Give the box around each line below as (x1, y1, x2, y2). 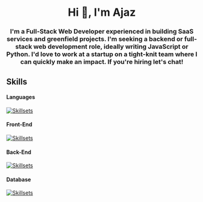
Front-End (6, 121, 33, 128)
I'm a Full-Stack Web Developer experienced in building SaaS (10, 27, 194, 36)
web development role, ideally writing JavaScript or (33, 43, 189, 51)
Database (6, 176, 32, 183)
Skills (6, 76, 27, 87)
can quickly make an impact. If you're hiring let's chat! (20, 58, 184, 66)
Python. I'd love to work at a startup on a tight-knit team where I (6, 50, 198, 58)
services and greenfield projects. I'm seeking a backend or (6, 35, 184, 43)
